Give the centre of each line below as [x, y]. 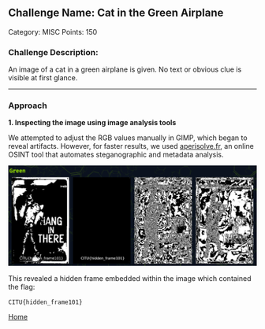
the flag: [22, 286]
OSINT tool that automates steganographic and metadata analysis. [116, 155]
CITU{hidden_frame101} [45, 302]
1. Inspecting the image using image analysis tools [92, 123]
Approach [28, 105]
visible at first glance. [43, 78]
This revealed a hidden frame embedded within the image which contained [130, 278]
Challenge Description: [53, 52]
